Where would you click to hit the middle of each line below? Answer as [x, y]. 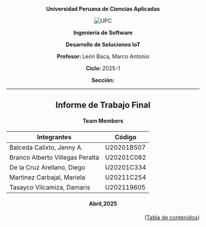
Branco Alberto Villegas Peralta [54, 157]
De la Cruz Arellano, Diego [48, 167]
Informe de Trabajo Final [103, 105]
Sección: [103, 80]
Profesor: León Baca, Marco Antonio [103, 56]
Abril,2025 [103, 204]
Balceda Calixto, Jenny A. [46, 147]
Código [125, 137]
